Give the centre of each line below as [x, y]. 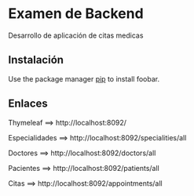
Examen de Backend [76, 14]
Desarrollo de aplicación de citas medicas [76, 35]
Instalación [36, 60]
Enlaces [28, 104]
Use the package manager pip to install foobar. [84, 78]
